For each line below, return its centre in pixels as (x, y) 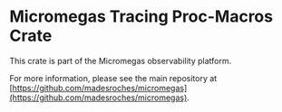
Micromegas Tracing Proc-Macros (141, 17)
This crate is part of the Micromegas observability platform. (121, 61)
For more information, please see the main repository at (113, 78)
